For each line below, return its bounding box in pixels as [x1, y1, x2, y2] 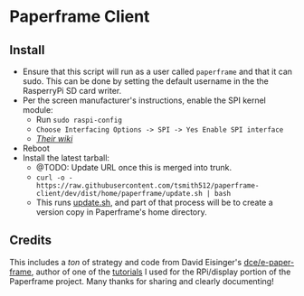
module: [22, 105, 53, 115]
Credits [9, 233, 52, 248]
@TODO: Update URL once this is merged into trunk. [35, 162, 233, 172]
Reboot [22, 143, 50, 153]
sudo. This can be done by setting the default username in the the [22, 76, 269, 87]
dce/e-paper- [243, 256, 295, 267]
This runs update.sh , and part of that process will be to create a [35, 197, 273, 208]
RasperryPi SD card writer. [22, 86, 122, 96]
